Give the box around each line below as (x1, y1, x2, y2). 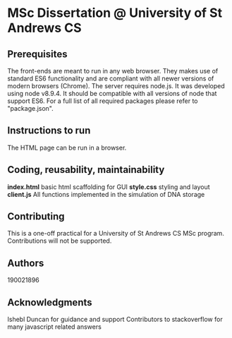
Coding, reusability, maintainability (7, 164, 165, 176)
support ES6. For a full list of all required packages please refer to (7, 97, 198, 105)
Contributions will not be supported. (7, 236, 112, 245)
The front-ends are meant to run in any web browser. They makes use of (7, 67, 219, 75)
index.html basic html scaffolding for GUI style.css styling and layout (7, 182, 210, 191)
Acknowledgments (7, 296, 93, 308)
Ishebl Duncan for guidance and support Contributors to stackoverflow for (7, 315, 224, 324)
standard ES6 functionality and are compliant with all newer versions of (7, 74, 214, 83)
